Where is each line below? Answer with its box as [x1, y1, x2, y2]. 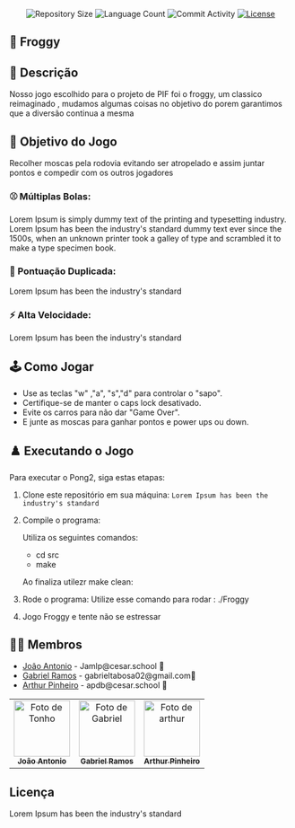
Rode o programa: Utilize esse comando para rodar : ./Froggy [22, 594, 249, 604]
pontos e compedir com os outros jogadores [9, 167, 174, 179]
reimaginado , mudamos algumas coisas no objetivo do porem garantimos [9, 99, 282, 110]
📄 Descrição [9, 65, 79, 80]
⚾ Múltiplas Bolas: [9, 189, 91, 202]
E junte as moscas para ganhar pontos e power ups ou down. [22, 416, 249, 427]
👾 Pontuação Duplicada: [9, 265, 117, 277]
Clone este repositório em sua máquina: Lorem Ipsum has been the [22, 489, 269, 500]
